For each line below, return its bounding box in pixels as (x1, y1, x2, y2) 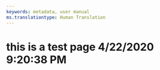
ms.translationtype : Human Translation (6, 14, 106, 20)
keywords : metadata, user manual (6, 8, 90, 15)
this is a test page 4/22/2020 (6, 40, 154, 54)
